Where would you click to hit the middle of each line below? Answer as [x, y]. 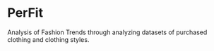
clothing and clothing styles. [48, 39]
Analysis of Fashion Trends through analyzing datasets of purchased [107, 32]
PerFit [25, 13]
